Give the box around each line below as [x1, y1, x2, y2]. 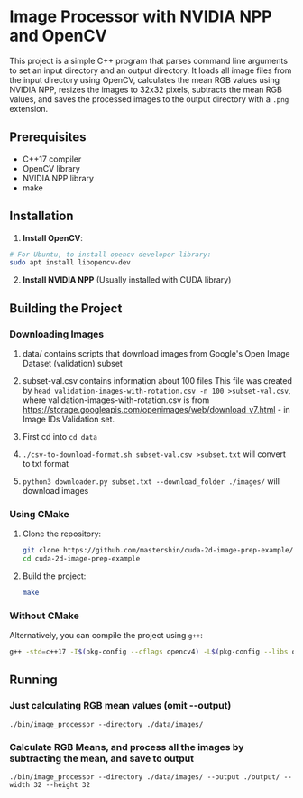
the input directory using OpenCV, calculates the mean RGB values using [9, 74, 280, 85]
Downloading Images [9, 328, 105, 340]
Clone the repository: [22, 528, 102, 539]
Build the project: [22, 571, 87, 581]
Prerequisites [9, 129, 87, 145]
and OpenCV [9, 25, 107, 46]
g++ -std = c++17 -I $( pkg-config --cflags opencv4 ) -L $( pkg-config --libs [9, 647, 289, 656]
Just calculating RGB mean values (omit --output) [9, 700, 232, 712]
